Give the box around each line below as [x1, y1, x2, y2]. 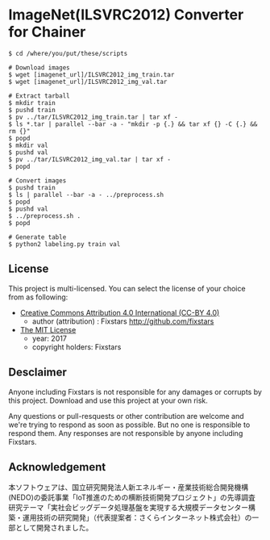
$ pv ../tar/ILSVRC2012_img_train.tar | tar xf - [8, 113, 179, 121]
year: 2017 [31, 333, 67, 343]
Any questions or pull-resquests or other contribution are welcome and [8, 411, 244, 421]
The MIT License [19, 324, 77, 334]
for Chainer [8, 23, 86, 41]
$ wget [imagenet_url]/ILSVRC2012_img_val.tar [8, 77, 168, 86]
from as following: [8, 292, 69, 302]
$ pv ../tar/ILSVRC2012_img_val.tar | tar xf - [8, 155, 172, 163]
